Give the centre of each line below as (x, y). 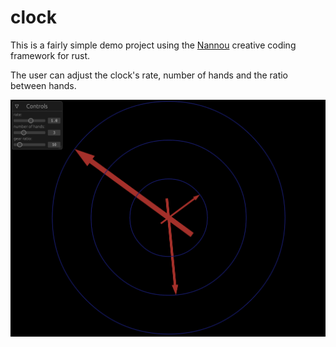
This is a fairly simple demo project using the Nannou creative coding (153, 45)
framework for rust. (50, 55)
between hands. (43, 85)
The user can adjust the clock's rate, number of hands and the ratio (149, 75)
